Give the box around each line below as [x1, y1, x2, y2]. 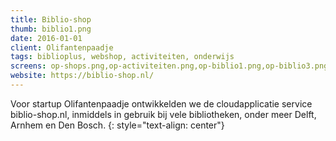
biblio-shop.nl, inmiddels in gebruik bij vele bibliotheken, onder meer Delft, [10, 108, 317, 120]
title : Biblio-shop [10, 14, 92, 25]
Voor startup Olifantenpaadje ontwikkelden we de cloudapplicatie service [10, 97, 313, 110]
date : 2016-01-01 [10, 33, 83, 43]
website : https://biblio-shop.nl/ [10, 71, 155, 81]
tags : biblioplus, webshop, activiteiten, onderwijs [10, 52, 235, 62]
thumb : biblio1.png [10, 24, 92, 34]
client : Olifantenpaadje [10, 42, 114, 53]
